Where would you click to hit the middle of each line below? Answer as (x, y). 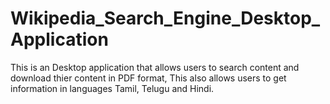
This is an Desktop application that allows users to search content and (155, 67)
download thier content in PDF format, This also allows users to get (148, 78)
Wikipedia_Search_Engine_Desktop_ (165, 18)
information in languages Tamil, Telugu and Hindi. (112, 88)
